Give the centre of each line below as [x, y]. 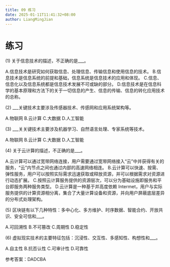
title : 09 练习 [20, 10]
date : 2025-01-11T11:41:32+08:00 [40, 15]
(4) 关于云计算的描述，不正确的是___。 [45, 151]
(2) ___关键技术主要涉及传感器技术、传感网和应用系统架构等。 [70, 108]
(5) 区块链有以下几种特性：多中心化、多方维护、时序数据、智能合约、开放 [82, 210]
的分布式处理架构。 [25, 199]
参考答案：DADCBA [26, 259]
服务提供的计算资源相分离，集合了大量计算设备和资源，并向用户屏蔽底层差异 [85, 193]
